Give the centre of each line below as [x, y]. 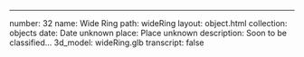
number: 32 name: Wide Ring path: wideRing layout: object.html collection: [148, 23]
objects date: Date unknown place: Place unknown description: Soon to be [148, 33]
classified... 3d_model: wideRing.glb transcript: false [107, 43]
